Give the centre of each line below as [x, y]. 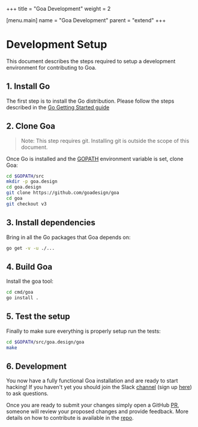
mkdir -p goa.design [32, 182]
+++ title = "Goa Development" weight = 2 [58, 9]
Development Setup [57, 45]
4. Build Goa [29, 267]
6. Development [37, 367]
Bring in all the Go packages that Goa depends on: [68, 237]
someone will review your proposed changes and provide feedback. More [97, 411]
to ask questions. [28, 393]
